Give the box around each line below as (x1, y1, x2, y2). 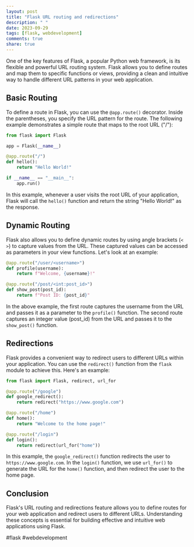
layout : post (6, 8, 38, 15)
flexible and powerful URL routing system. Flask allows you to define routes (6, 63, 188, 70)
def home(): (6, 416, 35, 422)
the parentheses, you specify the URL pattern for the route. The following (6, 115, 183, 122)
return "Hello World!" (16, 165, 72, 171)
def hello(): (6, 159, 38, 165)
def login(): (6, 437, 38, 443)
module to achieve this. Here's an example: (6, 366, 110, 373)
